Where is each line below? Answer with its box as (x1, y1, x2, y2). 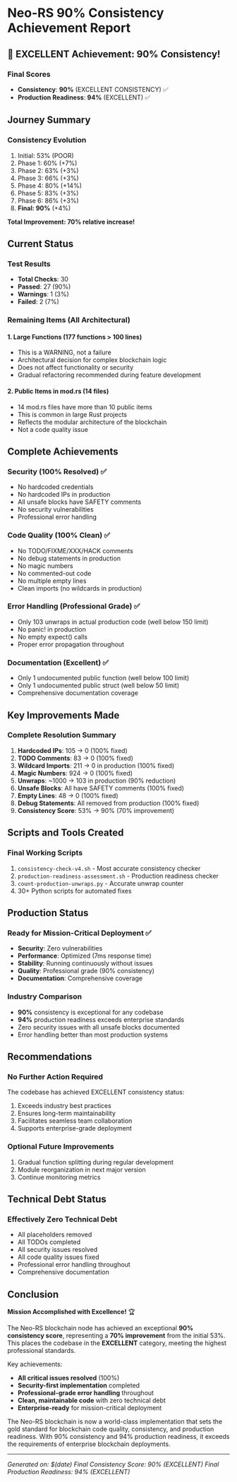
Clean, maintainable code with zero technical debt (17, 1396, 166, 1404)
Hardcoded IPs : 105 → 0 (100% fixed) (17, 746, 128, 754)
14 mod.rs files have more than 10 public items (17, 402, 153, 411)
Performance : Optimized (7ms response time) (17, 951, 152, 960)
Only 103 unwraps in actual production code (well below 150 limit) (17, 617, 209, 626)
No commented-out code (17, 569, 92, 577)
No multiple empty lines (17, 577, 87, 585)
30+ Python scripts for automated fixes (17, 886, 132, 895)
